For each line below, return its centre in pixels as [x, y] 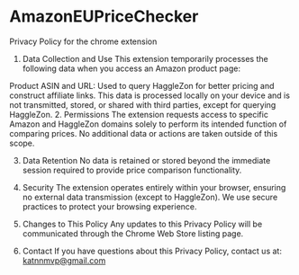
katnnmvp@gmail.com [64, 260]
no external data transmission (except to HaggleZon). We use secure [150, 197]
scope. [22, 143]
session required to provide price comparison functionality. [132, 170]
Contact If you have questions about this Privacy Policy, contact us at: [152, 251]
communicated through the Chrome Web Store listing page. [133, 233]
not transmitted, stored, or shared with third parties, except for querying [143, 104]
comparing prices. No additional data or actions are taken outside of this [144, 133]
